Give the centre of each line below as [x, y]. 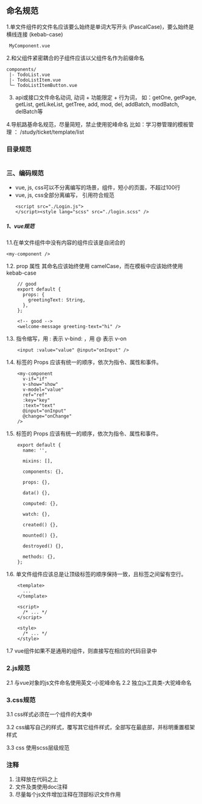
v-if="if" [35, 379]
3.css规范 [21, 699]
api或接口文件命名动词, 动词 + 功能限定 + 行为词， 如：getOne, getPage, [106, 97]
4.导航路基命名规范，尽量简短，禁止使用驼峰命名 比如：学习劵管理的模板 [97, 124]
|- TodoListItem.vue [35, 80]
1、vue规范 [20, 226]
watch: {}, [36, 514]
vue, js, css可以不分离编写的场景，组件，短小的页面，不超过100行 [98, 188]
